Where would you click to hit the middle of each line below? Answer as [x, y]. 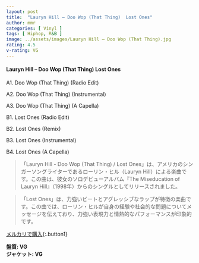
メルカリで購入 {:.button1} [37, 234]
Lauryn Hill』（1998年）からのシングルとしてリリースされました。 [101, 186]
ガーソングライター [44, 171]
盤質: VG [17, 246]
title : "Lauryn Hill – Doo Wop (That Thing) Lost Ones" [79, 17]
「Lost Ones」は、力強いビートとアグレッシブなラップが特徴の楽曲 [103, 199]
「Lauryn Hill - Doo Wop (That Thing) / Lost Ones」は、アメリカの [102, 164]
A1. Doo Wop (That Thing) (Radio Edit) [53, 82]
